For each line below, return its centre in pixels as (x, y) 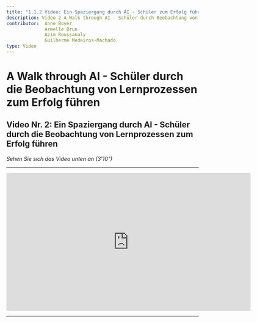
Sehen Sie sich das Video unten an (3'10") (60, 158)
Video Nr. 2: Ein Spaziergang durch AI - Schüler (98, 125)
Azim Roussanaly (65, 35)
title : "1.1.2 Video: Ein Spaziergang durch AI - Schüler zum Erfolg (97, 12)
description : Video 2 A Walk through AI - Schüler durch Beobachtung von (102, 18)
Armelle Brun (61, 29)
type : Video (21, 46)
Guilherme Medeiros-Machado (80, 40)
